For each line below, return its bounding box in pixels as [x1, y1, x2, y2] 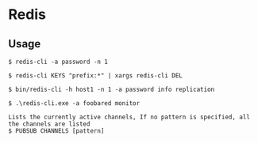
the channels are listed [8, 120, 90, 128]
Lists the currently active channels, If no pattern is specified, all [8, 113, 250, 121]
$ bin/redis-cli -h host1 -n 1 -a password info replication [8, 85, 215, 93]
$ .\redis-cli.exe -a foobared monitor [8, 100, 141, 107]
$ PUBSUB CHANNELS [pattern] [8, 127, 105, 135]
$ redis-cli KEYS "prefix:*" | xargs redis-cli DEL [8, 72, 183, 80]
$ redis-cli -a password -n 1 [8, 58, 109, 66]
